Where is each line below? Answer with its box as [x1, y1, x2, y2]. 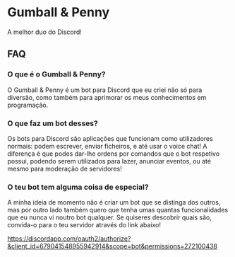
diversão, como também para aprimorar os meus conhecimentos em [7, 93, 207, 101]
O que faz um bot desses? [7, 118, 99, 128]
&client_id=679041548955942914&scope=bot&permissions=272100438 [7, 242, 217, 251]
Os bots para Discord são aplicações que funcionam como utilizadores [7, 134, 213, 142]
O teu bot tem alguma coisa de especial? [7, 182, 150, 192]
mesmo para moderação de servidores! [7, 164, 122, 173]
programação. [7, 101, 49, 109]
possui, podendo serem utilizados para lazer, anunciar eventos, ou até [7, 156, 212, 165]
